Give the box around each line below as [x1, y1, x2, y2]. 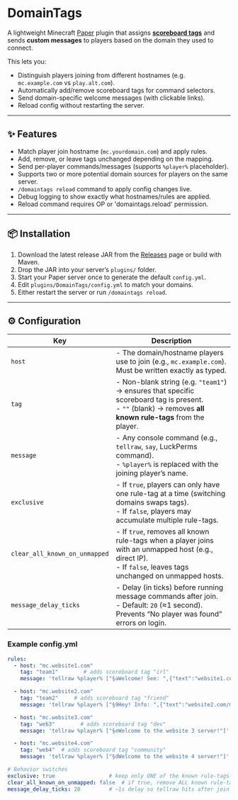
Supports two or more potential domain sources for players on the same [17, 169, 228, 178]
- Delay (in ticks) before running [115, 582, 224, 592]
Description [151, 336, 192, 346]
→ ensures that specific [115, 386, 195, 396]
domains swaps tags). [115, 497, 189, 507]
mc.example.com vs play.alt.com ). [17, 78, 115, 86]
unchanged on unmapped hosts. [115, 571, 224, 581]
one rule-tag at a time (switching [115, 489, 226, 499]
